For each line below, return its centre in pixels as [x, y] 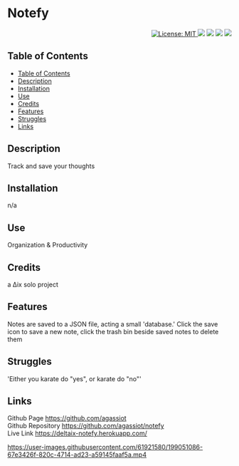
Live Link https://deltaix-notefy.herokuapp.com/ [78, 433]
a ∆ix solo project [33, 284]
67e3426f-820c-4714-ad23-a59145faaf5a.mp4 [77, 455]
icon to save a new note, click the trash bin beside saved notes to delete [113, 331]
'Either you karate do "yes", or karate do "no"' [74, 378]
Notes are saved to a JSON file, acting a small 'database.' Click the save [113, 324]
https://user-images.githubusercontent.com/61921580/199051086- [105, 447]
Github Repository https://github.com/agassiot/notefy [86, 426]
